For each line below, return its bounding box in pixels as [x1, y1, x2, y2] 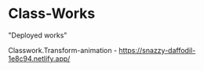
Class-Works [8, 5, 96, 23]
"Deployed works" [8, 30, 67, 40]
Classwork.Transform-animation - [8, 45, 118, 55]
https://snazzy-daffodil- [118, 45, 196, 55]
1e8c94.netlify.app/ [8, 54, 71, 63]
